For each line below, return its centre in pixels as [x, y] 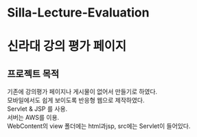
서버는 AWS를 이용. [33, 118]
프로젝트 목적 [33, 74]
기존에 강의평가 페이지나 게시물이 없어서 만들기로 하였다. [82, 92]
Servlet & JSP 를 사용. [37, 109]
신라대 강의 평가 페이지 [67, 46]
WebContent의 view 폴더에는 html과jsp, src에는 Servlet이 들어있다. [99, 126]
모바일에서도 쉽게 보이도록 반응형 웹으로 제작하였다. [76, 101]
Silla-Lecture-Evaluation [78, 13]
